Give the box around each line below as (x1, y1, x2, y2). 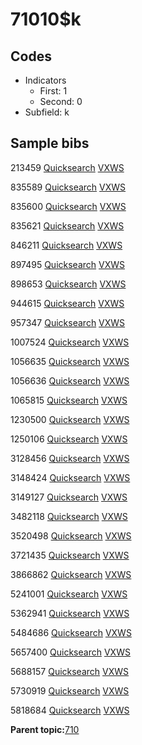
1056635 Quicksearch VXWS (10, 355, 130, 367)
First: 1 (39, 85, 68, 97)
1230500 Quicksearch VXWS (10, 413, 130, 425)
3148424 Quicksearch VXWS (10, 471, 131, 483)
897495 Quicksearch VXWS (10, 258, 126, 270)
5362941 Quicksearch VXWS (10, 607, 130, 619)
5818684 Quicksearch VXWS (10, 704, 130, 716)
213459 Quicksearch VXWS (10, 161, 125, 173)
